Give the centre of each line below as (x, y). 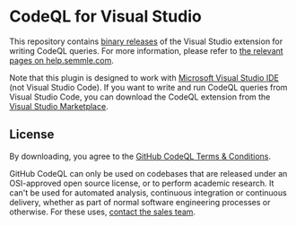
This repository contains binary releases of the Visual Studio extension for (146, 41)
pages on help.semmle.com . (62, 60)
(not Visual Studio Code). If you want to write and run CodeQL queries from (148, 87)
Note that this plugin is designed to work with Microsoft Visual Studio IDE (144, 77)
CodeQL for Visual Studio (105, 17)
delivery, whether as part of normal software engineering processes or (140, 202)
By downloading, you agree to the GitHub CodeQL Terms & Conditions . (140, 156)
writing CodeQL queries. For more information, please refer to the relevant (147, 50)
